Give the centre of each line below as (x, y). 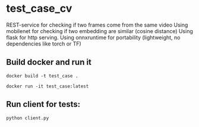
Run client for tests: (43, 104)
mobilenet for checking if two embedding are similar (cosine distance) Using (99, 31)
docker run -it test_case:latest (48, 86)
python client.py (28, 118)
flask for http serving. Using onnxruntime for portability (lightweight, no (93, 37)
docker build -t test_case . (42, 76)
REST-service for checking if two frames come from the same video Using (97, 25)
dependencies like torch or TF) (44, 44)
